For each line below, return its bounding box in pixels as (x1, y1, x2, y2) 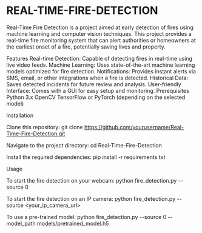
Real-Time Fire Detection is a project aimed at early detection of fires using (6, 24, 194, 31)
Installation (6, 112, 34, 119)
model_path (6, 220, 36, 227)
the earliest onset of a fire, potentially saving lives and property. (6, 43, 166, 50)
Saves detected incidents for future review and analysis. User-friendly (6, 80, 181, 88)
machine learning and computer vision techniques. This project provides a (6, 30, 192, 37)
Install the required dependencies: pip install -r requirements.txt (6, 153, 166, 161)
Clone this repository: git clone (6, 123, 83, 130)
